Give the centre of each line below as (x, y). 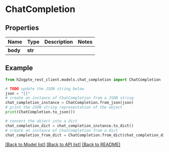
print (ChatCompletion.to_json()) (40, 112)
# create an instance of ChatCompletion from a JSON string (70, 98)
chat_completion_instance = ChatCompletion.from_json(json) (70, 103)
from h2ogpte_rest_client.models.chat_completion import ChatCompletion (83, 80)
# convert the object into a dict (41, 121)
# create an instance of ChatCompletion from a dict (62, 130)
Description (59, 42)
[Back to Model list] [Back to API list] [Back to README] (63, 144)
